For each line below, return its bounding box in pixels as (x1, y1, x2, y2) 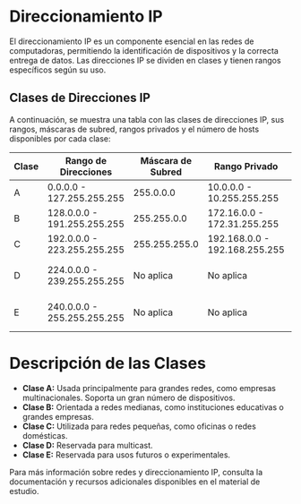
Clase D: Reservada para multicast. (21, 440, 154, 450)
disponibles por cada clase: (9, 132, 111, 144)
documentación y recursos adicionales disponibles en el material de (9, 476, 261, 487)
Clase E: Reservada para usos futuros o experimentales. (21, 449, 231, 460)
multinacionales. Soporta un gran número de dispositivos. (21, 392, 236, 403)
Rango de (64, 154, 107, 167)
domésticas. (21, 430, 68, 440)
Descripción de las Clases (9, 353, 206, 373)
